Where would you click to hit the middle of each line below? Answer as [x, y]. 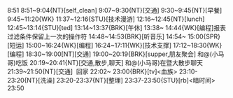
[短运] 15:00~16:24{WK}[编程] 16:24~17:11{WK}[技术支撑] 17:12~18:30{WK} [115, 45]
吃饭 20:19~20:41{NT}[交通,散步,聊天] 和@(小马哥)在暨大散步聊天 [109, 63]
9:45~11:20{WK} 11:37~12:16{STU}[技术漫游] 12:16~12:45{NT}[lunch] [106, 19]
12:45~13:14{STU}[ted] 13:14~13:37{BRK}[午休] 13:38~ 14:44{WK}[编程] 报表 [116, 28]
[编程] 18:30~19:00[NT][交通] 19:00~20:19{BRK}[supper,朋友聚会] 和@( [110, 54]
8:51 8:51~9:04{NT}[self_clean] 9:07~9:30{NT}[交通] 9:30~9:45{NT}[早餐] [115, 10]
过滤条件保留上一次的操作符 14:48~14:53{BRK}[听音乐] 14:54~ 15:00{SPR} [114, 36]
